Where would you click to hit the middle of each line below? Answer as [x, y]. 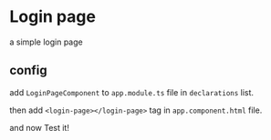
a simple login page [47, 42]
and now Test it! [40, 127]
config [28, 70]
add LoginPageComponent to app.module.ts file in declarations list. [131, 92]
